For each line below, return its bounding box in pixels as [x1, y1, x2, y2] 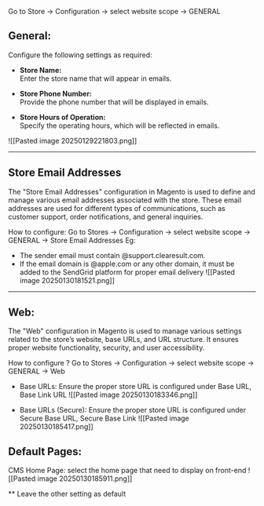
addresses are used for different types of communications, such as [8, 203, 225, 213]
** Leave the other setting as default [8, 490, 126, 499]
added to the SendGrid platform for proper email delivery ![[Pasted [19, 267, 236, 277]
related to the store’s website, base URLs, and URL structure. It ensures [8, 335, 239, 344]
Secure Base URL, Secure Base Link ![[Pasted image [19, 413, 190, 423]
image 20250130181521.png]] [19, 275, 115, 285]
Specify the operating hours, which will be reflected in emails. [19, 121, 220, 130]
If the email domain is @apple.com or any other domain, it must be [19, 259, 235, 268]
